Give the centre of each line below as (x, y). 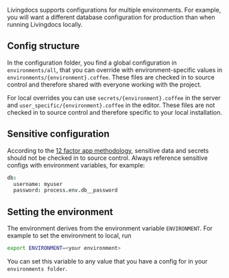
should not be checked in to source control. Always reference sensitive (107, 158)
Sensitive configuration (58, 134)
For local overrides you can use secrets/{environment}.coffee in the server (114, 97)
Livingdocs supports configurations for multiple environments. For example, (114, 10)
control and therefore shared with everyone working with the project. (105, 84)
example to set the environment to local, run (69, 235)
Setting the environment (60, 212)
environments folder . (37, 268)
